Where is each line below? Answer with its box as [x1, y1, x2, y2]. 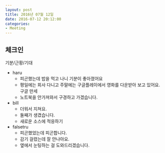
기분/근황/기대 [5, 59, 33, 65]
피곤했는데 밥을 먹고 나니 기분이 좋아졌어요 [19, 75, 103, 81]
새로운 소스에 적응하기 [19, 118, 63, 124]
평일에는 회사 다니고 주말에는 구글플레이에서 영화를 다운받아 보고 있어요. [19, 82, 160, 88]
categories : [5, 21, 30, 26]
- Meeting [5, 26, 26, 31]
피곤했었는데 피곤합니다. [19, 130, 67, 136]
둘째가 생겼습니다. [19, 112, 55, 118]
